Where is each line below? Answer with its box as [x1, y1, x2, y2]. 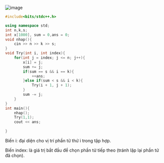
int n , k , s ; [5, 28, 28, 33]
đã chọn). [5, 152, 25, 158]
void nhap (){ [5, 37, 32, 42]
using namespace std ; [5, 23, 50, 28]
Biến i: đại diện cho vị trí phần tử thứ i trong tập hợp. [5, 137, 111, 143]
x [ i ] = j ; [23, 60, 43, 65]
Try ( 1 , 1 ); [14, 115, 35, 120]
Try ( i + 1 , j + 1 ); [31, 83, 72, 88]
